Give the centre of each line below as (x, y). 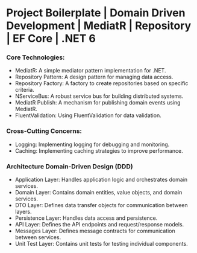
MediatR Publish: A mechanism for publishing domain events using (98, 103)
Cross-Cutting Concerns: (44, 131)
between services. (38, 237)
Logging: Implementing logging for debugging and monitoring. (92, 144)
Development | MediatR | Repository (99, 26)
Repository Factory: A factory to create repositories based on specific (102, 83)
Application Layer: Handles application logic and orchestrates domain (101, 180)
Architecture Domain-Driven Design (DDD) (70, 166)
